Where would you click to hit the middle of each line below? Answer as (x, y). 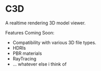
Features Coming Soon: (30, 32)
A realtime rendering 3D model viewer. (45, 23)
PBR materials (27, 53)
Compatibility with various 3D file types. (54, 42)
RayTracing (24, 58)
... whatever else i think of (40, 64)
